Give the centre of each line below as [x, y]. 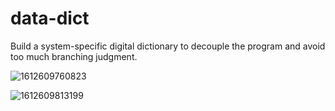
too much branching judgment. [74, 56]
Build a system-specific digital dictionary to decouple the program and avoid [168, 46]
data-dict [50, 18]
